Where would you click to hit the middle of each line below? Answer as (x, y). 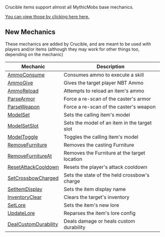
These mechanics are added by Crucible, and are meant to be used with (78, 44)
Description (110, 66)
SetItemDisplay (25, 189)
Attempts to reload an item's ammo (104, 90)
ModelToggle (23, 137)
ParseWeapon (24, 107)
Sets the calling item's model (97, 115)
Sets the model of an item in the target (108, 122)
